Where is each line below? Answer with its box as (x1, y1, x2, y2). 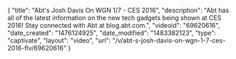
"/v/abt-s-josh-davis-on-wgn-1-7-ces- (112, 36, 226, 45)
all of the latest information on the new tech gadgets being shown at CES (7, 14, 222, 22)
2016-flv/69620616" (7, 44, 66, 52)
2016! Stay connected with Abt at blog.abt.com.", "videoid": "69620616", (7, 21, 220, 29)
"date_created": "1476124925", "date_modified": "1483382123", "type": (7, 28, 216, 37)
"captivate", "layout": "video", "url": (7, 36, 111, 45)
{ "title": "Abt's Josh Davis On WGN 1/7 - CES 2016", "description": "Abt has (7, 6, 230, 14)
